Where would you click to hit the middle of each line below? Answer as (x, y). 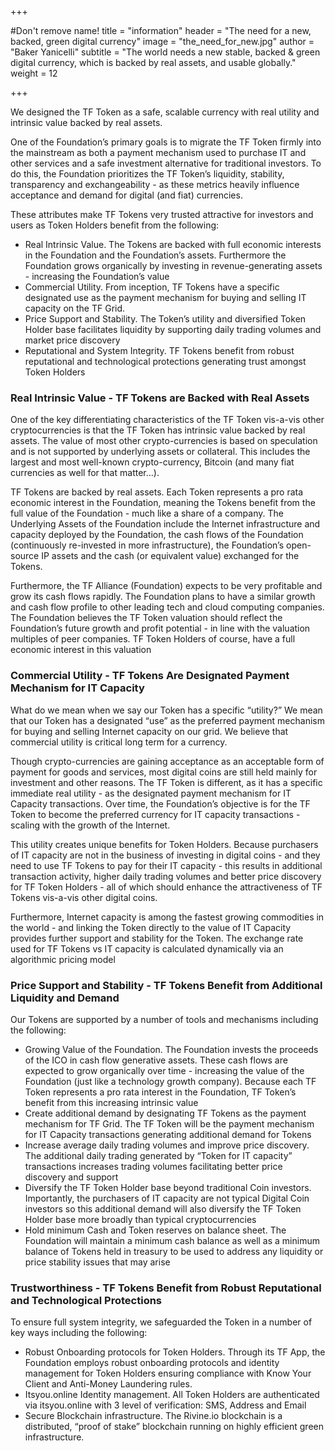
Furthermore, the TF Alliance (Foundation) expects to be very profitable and (166, 586)
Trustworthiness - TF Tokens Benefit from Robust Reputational (166, 1288)
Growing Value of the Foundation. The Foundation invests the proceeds (171, 1049)
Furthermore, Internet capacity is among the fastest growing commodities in (167, 917)
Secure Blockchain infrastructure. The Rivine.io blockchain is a (153, 1416)
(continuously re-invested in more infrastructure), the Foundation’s (147, 545)
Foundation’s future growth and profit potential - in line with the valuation (160, 628)
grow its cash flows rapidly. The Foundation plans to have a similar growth (163, 597)
